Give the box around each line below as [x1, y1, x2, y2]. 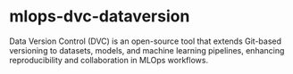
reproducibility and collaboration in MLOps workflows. [9, 54, 208, 65]
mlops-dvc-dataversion [9, 6, 190, 27]
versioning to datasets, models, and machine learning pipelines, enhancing [9, 45, 285, 55]
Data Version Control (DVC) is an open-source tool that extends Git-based [9, 36, 282, 46]
